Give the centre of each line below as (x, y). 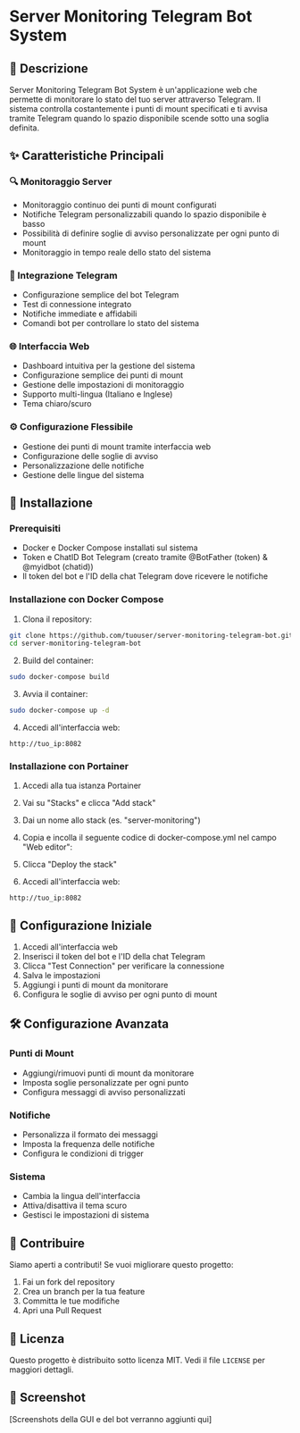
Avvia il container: (55, 694)
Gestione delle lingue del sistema (83, 474)
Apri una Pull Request (62, 1311)
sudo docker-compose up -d (59, 711)
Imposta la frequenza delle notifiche (88, 1144)
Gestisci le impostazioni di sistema (86, 1215)
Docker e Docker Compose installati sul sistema (110, 548)
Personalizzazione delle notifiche (83, 465)
